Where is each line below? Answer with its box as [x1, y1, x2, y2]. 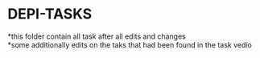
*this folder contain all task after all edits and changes [7, 31, 187, 41]
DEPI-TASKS [7, 5, 93, 23]
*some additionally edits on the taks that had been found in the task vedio [7, 39, 253, 49]
